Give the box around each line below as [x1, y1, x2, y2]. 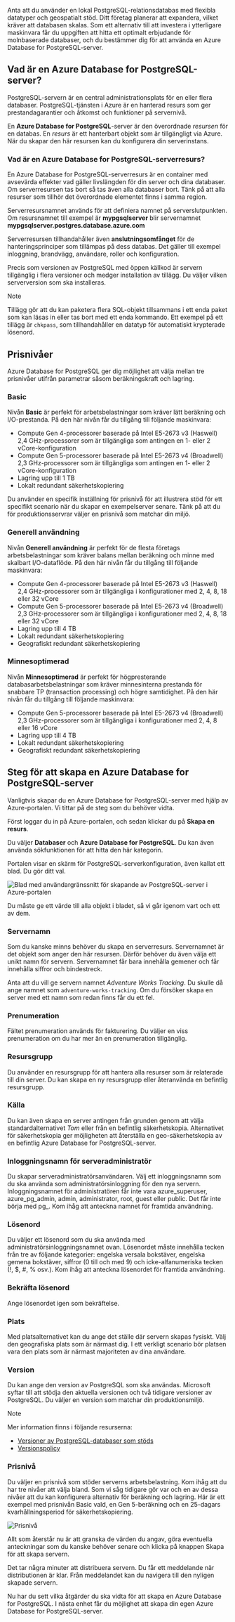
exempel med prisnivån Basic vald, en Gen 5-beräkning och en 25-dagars [7, 1500, 221, 1508]
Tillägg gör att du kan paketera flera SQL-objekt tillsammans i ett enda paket [7, 306, 228, 314]
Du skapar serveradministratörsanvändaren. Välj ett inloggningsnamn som [7, 1172, 222, 1181]
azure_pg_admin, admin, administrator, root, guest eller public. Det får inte [7, 1195, 222, 1203]
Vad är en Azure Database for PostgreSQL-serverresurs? [7, 154, 206, 164]
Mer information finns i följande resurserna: [7, 1423, 133, 1432]
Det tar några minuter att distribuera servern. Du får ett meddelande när [7, 1563, 215, 1571]
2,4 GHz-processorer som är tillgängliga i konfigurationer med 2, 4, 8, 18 [17, 587, 227, 595]
